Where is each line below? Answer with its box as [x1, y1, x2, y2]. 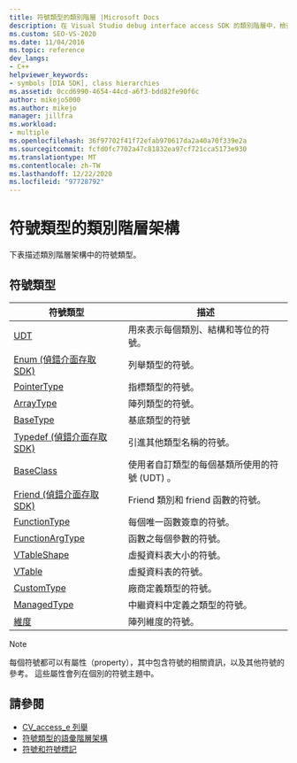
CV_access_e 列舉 [21, 721, 88, 732]
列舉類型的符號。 [127, 358, 200, 371]
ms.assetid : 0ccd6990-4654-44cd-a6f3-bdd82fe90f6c [9, 87, 200, 96]
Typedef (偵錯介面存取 [13, 430, 108, 443]
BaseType [13, 413, 55, 426]
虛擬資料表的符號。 [127, 566, 209, 578]
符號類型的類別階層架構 [9, 219, 180, 239]
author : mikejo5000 [9, 95, 81, 104]
